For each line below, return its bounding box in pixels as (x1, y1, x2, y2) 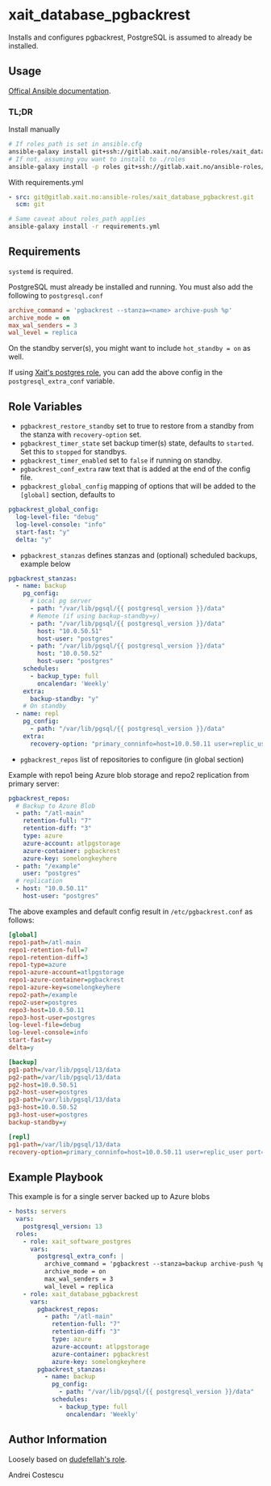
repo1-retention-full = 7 (8, 946, 89, 954)
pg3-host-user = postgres (8, 1111, 89, 1119)
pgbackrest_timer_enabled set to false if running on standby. (19, 455, 223, 466)
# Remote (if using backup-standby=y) (29, 612, 161, 620)
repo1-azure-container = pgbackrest (8, 976, 125, 984)
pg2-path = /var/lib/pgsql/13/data (8, 1073, 121, 1081)
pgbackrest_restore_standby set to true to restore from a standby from (19, 421, 254, 431)
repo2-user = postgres (8, 998, 78, 1007)
